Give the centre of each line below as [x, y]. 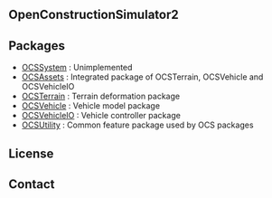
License [31, 153]
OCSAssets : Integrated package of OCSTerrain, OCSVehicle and [142, 77]
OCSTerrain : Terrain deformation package [101, 96]
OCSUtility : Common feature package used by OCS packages [137, 125]
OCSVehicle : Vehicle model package [90, 106]
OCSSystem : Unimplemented [77, 68]
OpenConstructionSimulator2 [94, 15]
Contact [32, 184]
